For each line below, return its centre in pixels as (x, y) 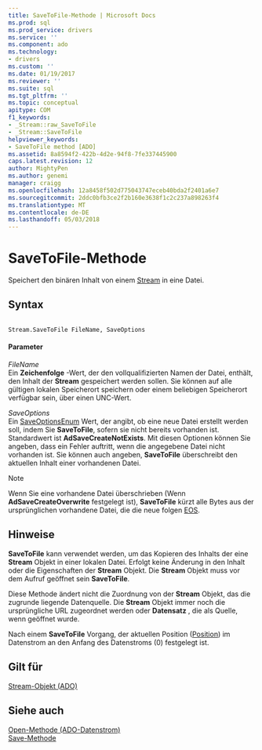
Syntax (26, 305)
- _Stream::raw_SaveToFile (52, 125)
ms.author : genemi (38, 176)
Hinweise (31, 535)
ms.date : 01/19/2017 (42, 74)
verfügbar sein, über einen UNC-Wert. (70, 398)
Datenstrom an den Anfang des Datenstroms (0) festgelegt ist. (109, 642)
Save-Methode (32, 737)
